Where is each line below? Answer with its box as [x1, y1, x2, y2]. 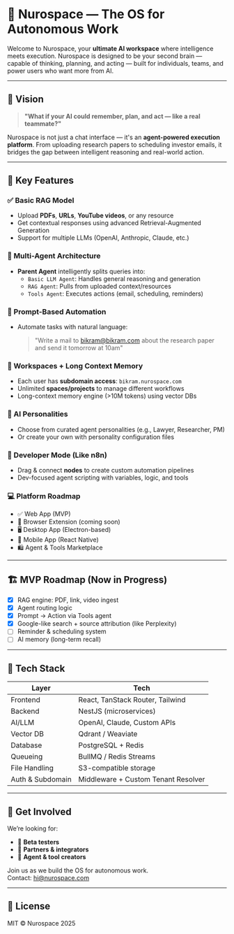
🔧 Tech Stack [7, 662, 65, 674]
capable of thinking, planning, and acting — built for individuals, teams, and [7, 59, 224, 67]
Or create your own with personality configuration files [17, 433, 175, 441]
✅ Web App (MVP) [17, 510, 71, 518]
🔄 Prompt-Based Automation [7, 307, 107, 317]
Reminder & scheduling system [17, 627, 107, 635]
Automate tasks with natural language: [17, 323, 128, 331]
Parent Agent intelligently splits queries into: [17, 267, 146, 275]
